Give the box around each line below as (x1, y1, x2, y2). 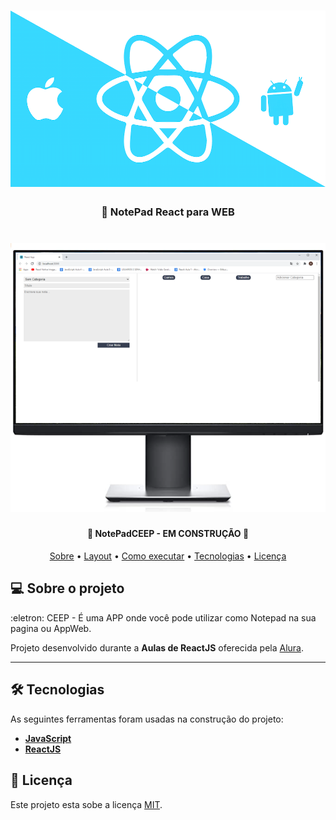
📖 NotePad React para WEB (101, 205, 235, 219)
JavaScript (24, 732, 72, 744)
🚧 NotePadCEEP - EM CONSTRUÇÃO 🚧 (86, 528, 250, 540)
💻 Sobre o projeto (10, 580, 125, 597)
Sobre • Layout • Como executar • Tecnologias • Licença (49, 550, 287, 562)
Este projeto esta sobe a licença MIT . (10, 798, 163, 810)
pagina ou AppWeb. (10, 622, 92, 634)
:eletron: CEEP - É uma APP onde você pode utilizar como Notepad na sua (10, 611, 317, 624)
